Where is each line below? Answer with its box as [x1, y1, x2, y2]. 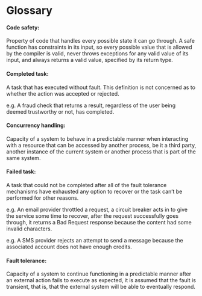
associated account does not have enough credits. [6, 243, 132, 250]
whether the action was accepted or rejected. [6, 90, 119, 97]
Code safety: [6, 23, 40, 31]
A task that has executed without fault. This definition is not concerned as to [6, 84, 196, 91]
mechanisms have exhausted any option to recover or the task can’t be [6, 188, 183, 195]
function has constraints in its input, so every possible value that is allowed [6, 43, 192, 51]
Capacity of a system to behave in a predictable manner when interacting [6, 135, 189, 142]
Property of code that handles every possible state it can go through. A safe [6, 37, 195, 45]
